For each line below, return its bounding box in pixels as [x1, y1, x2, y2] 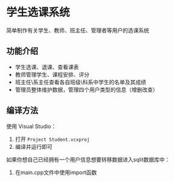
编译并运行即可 [14, 143, 53, 150]
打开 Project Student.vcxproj [14, 135, 90, 143]
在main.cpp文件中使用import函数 [14, 169, 97, 176]
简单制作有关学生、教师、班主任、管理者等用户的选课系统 [6, 27, 149, 34]
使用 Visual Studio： [6, 122, 57, 130]
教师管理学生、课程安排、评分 [14, 71, 89, 78]
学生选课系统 [6, 5, 71, 19]
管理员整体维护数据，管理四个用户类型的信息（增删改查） [14, 86, 158, 93]
